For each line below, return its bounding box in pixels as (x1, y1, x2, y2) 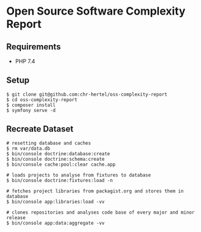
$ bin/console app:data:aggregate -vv (6, 220, 105, 226)
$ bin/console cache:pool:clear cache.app (6, 161, 116, 167)
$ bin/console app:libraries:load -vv (6, 199, 105, 205)
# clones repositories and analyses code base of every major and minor (6, 209, 195, 216)
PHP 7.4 (15, 58, 35, 65)
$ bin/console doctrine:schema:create (6, 156, 105, 162)
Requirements (6, 41, 61, 52)
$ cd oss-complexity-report (6, 96, 78, 103)
